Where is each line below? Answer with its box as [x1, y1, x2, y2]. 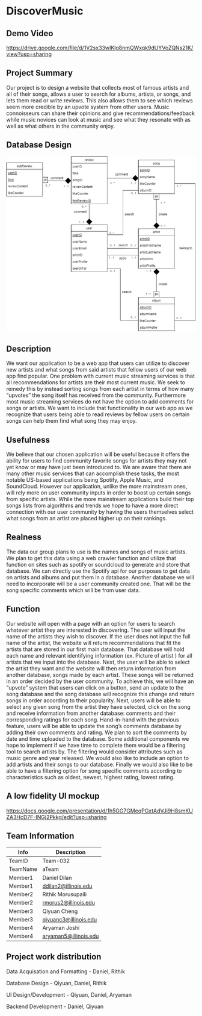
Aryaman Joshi [42, 924, 80, 932]
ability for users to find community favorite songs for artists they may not [6, 457, 188, 464]
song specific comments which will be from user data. [6, 586, 141, 594]
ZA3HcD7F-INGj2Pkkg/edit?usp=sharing [6, 813, 107, 820]
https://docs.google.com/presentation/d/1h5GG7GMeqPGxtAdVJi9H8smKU [6, 807, 194, 814]
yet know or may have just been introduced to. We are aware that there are [6, 464, 192, 471]
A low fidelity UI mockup [6, 791, 100, 802]
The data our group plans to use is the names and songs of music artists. [6, 548, 188, 555]
